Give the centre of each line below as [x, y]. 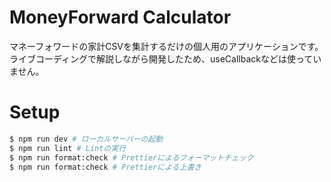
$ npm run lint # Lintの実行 [68, 148]
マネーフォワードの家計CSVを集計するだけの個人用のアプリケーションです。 [166, 46]
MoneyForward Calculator [120, 17]
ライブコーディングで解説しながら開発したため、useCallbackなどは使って [161, 58]
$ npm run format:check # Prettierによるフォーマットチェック [131, 157]
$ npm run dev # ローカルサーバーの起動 [86, 139]
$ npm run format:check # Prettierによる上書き [105, 167]
